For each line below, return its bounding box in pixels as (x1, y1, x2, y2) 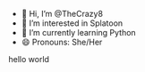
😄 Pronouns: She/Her (21, 36, 103, 47)
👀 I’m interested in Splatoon (21, 18, 124, 28)
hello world (8, 54, 50, 64)
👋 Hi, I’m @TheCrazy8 (21, 9, 104, 19)
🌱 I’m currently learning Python (21, 28, 136, 37)
